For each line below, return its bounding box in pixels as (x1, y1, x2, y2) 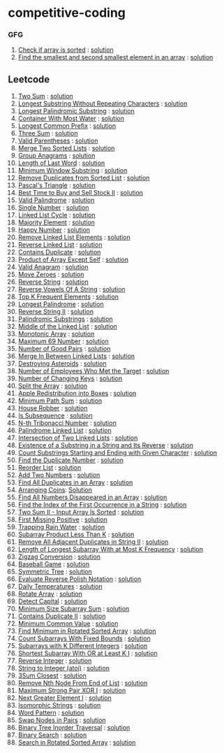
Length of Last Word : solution (17, 159, 105, 167)
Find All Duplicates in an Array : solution (17, 478, 133, 487)
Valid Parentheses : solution (17, 136, 98, 145)
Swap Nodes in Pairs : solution (17, 716, 107, 724)
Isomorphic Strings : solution (17, 701, 101, 710)
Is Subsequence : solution (17, 411, 93, 420)
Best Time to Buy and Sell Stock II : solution (17, 189, 144, 197)
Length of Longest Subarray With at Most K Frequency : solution (17, 545, 203, 554)
